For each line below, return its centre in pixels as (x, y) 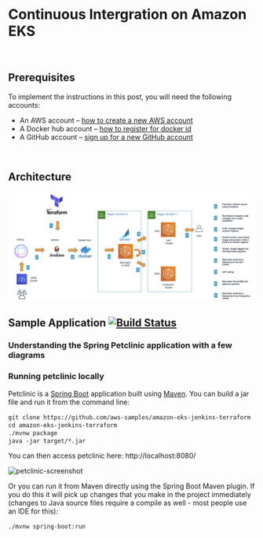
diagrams (27, 356)
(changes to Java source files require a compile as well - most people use (128, 503)
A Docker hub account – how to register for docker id (105, 128)
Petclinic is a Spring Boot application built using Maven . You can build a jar (129, 393)
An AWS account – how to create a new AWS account (106, 120)
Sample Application (57, 323)
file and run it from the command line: (69, 402)
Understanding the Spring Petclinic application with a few (121, 345)
